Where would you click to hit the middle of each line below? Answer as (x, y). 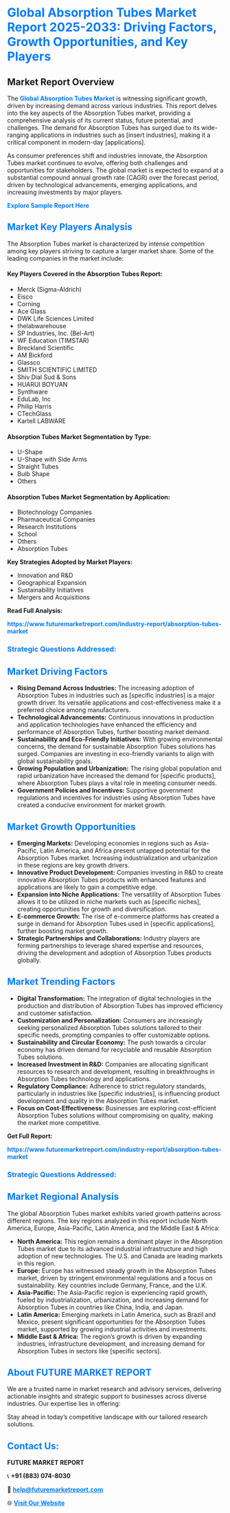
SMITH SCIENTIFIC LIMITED (57, 370)
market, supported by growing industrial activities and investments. (112, 1329)
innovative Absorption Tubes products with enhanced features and (111, 879)
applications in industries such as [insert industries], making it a (120, 135)
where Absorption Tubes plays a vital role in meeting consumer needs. (117, 783)
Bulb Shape (33, 474)
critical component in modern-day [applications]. (77, 142)
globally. (29, 960)
